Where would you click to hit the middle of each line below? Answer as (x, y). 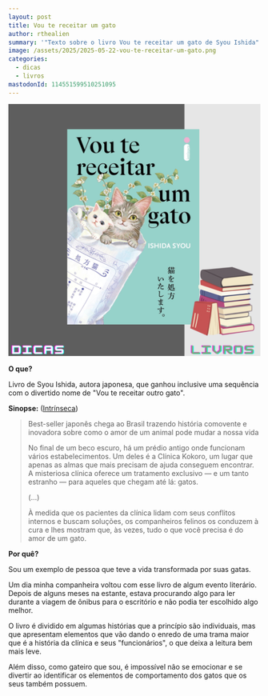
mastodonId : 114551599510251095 (62, 84)
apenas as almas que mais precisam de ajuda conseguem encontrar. (141, 465)
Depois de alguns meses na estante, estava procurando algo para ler (122, 593)
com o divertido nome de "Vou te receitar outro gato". (97, 393)
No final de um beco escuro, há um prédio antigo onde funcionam (136, 447)
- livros (30, 76)
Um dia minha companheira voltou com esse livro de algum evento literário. (133, 585)
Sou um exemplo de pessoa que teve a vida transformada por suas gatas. (130, 569)
